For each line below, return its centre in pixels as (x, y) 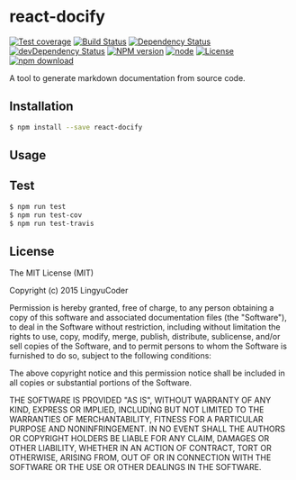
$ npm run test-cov (46, 215)
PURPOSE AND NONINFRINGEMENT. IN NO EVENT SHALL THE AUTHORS (148, 429)
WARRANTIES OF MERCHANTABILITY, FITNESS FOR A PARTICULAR (136, 420)
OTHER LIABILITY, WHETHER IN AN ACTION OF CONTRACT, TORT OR (140, 448)
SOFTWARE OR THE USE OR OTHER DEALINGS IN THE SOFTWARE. (135, 467)
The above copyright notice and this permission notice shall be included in (147, 373)
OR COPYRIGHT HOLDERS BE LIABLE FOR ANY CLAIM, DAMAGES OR (139, 439)
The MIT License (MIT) (52, 273)
